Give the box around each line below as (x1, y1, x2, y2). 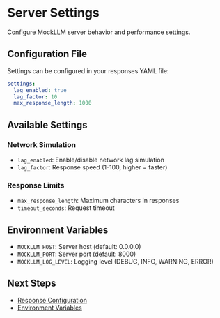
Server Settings (7, 5, 100, 21)
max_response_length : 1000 (13, 100, 92, 107)
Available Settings (7, 119, 88, 130)
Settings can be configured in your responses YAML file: (7, 66, 169, 75)
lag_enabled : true (13, 86, 68, 93)
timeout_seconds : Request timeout (17, 204, 115, 212)
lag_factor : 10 (13, 93, 58, 100)
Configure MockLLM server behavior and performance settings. (7, 28, 191, 36)
